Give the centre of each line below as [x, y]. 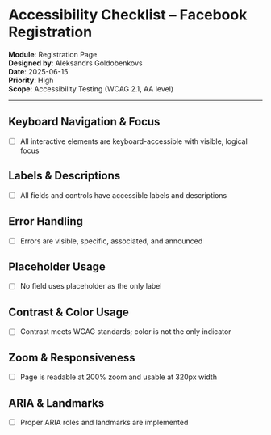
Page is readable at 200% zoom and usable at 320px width [119, 377]
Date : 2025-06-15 [38, 71]
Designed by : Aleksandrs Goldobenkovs [75, 63]
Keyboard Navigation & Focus [84, 122]
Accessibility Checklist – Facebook [128, 15]
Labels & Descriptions [65, 176]
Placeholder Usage [57, 266]
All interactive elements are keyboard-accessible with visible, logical [133, 141]
